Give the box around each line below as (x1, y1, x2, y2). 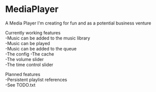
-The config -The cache (5, 51, 54, 57)
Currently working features (5, 29, 61, 35)
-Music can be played (5, 40, 50, 46)
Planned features (5, 71, 40, 77)
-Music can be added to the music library (5, 35, 90, 41)
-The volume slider (5, 56, 44, 62)
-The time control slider (5, 61, 53, 67)
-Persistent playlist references (5, 76, 67, 82)
